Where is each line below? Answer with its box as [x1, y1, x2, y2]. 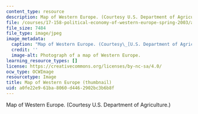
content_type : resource [6, 8, 65, 15]
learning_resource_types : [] [6, 58, 78, 63]
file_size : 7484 [6, 25, 46, 31]
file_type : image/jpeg [6, 31, 62, 36]
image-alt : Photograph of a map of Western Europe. [11, 52, 141, 58]
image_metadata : [6, 36, 46, 42]
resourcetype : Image [6, 74, 57, 80]
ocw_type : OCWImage [6, 69, 54, 75]
